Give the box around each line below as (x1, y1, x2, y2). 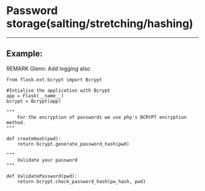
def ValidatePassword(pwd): (6, 173, 78, 179)
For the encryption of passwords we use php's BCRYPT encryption (17, 114, 187, 120)
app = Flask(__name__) (6, 92, 64, 99)
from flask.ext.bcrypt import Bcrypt (6, 77, 103, 83)
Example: (6, 48, 43, 59)
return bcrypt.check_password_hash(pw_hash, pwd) (17, 178, 146, 184)
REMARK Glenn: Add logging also (6, 65, 90, 72)
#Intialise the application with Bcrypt (6, 87, 111, 94)
